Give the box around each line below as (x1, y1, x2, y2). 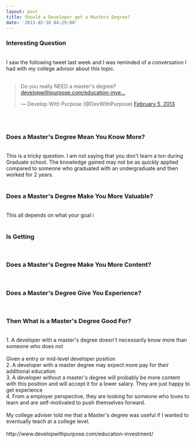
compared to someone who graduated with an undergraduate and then (6, 164, 178, 171)
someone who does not (6, 343, 64, 350)
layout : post (6, 8, 38, 15)
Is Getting (6, 233, 35, 241)
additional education (6, 368, 56, 375)
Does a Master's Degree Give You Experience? (6, 289, 142, 297)
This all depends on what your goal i (6, 211, 94, 219)
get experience (6, 386, 43, 394)
